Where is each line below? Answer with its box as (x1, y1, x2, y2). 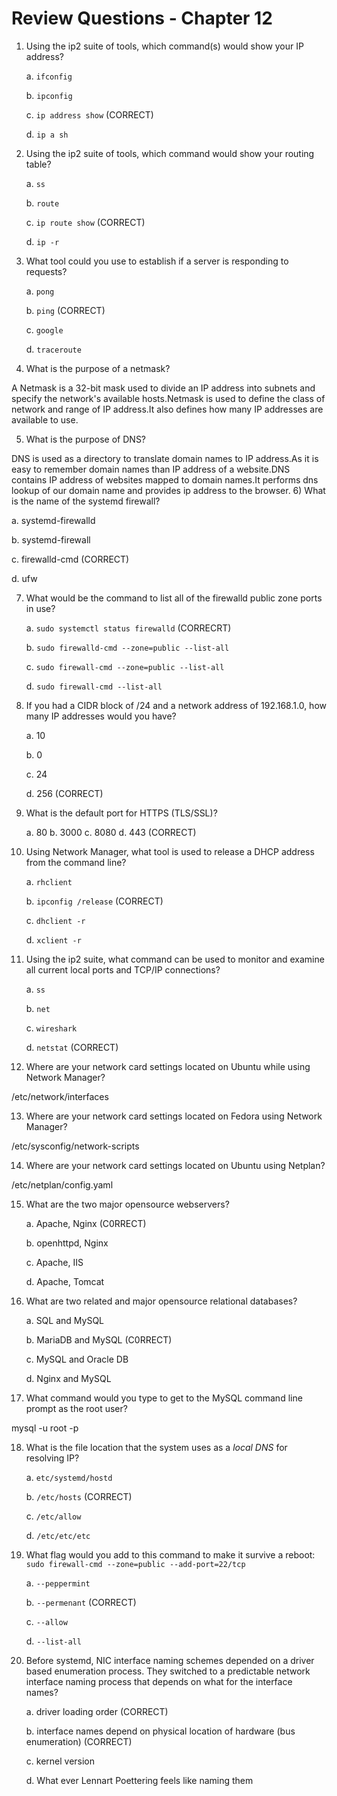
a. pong (25, 285, 55, 297)
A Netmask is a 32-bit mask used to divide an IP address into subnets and (11, 382, 316, 394)
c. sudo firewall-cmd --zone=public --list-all (25, 660, 225, 672)
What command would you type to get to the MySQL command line (25, 1392, 303, 1404)
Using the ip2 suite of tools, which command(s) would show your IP (25, 40, 304, 52)
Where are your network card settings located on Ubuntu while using (25, 1060, 311, 1072)
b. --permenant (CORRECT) (25, 1596, 137, 1608)
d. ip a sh (25, 128, 69, 140)
